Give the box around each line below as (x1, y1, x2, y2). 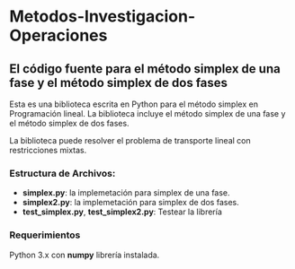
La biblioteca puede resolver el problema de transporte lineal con (9, 135, 251, 145)
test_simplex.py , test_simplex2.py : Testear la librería (22, 206, 222, 217)
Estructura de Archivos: (9, 167, 116, 179)
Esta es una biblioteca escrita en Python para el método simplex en (9, 99, 259, 109)
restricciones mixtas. (9, 145, 87, 155)
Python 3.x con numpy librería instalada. (9, 249, 160, 260)
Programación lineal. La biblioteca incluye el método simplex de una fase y (9, 108, 286, 118)
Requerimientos (9, 229, 81, 241)
